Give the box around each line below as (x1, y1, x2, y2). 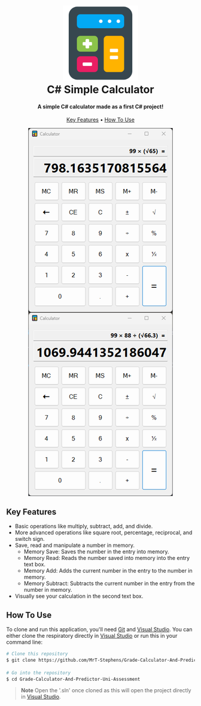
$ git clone (6, 657, 36, 663)
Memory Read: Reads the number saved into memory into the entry (23, 555, 190, 562)
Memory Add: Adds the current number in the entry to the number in (23, 567, 193, 574)
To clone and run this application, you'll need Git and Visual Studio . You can (6, 626, 193, 633)
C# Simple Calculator (47, 83, 154, 96)
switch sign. (14, 535, 45, 543)
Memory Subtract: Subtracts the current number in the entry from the (23, 580, 195, 587)
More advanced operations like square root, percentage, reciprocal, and (14, 529, 193, 536)
